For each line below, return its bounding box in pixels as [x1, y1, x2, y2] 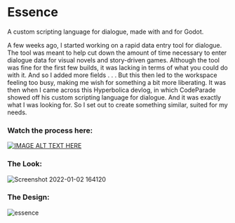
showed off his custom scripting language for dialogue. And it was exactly [7, 93, 222, 102]
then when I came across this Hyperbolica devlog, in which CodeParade [7, 86, 216, 94]
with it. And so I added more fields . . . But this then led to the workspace [7, 71, 217, 79]
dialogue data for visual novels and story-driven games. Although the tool [7, 55, 220, 64]
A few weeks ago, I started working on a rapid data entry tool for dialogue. [7, 41, 222, 49]
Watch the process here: [7, 126, 93, 135]
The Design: [7, 192, 50, 202]
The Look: [7, 159, 42, 169]
